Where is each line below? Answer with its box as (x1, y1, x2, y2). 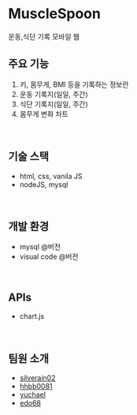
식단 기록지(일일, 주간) (19, 99, 88, 109)
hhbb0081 (19, 382, 53, 391)
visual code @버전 (19, 252, 79, 261)
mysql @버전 (19, 242, 61, 252)
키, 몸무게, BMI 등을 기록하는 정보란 (19, 80, 129, 89)
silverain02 (19, 373, 56, 383)
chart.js (19, 312, 45, 321)
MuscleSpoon (8, 5, 101, 23)
